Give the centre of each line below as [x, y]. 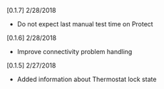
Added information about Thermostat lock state [87, 79]
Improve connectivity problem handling [75, 52]
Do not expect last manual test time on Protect [85, 24]
